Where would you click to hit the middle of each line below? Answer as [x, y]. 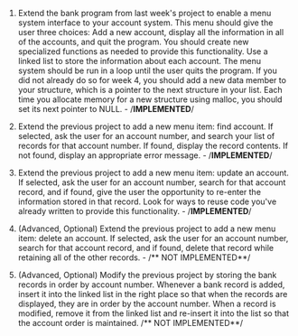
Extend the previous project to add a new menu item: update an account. [153, 173]
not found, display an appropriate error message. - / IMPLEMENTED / [145, 155]
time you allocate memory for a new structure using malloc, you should [150, 99]
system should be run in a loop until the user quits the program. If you [147, 70]
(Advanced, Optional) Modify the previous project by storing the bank [147, 275]
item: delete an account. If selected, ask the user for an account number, [153, 238]
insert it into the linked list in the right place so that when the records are [153, 294]
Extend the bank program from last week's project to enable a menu [144, 13]
